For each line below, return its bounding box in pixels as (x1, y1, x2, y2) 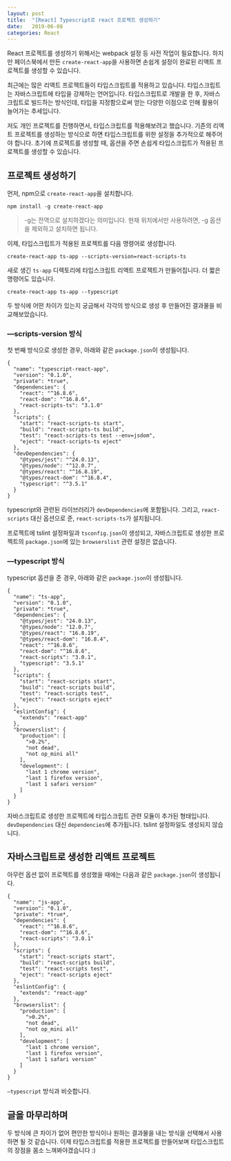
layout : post (7, 10, 45, 17)
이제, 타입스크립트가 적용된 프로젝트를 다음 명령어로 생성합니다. (7, 240, 177, 248)
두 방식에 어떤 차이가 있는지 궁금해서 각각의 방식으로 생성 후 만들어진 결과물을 (7, 302, 215, 310)
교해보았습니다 (7, 310, 47, 318)
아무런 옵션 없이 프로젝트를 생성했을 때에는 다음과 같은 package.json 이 (7, 870, 197, 879)
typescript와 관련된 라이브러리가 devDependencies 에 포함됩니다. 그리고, (7, 505, 200, 514)
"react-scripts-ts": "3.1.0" (19, 402, 103, 409)
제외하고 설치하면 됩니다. (31, 225, 99, 233)
